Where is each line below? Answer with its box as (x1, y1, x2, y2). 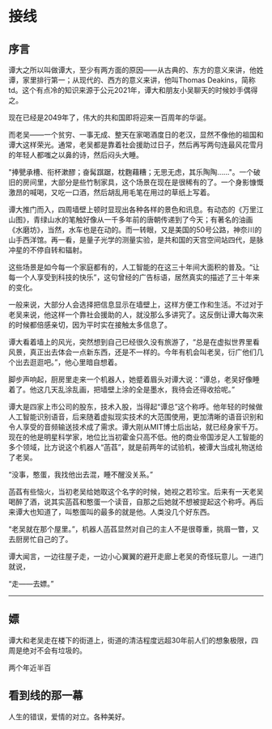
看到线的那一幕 (8, 689, 83, 702)
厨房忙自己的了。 (15, 535, 73, 544)
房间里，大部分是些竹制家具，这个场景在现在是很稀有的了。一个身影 (22, 177, 249, 187)
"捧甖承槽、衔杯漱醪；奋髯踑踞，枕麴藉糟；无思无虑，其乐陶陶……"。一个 (8, 167, 254, 176)
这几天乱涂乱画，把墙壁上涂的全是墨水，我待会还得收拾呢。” (36, 385, 236, 394)
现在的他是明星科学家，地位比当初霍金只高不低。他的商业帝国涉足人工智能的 (8, 432, 264, 442)
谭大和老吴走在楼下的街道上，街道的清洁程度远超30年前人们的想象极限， (8, 635, 252, 645)
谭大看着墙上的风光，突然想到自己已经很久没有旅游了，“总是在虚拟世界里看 (8, 337, 261, 346)
